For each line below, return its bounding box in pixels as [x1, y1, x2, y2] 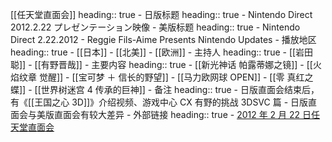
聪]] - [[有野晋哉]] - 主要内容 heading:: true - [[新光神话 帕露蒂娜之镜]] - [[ [10, 59, 313, 70]
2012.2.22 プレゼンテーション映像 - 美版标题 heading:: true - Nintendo [10, 21, 301, 33]
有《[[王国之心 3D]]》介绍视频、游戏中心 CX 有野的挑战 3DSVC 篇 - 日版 [10, 96, 309, 108]
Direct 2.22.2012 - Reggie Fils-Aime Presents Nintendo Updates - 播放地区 [10, 34, 317, 45]
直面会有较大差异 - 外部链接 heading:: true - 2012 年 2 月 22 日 [53, 109, 312, 120]
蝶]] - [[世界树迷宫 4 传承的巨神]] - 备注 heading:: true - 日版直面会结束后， [10, 84, 320, 95]
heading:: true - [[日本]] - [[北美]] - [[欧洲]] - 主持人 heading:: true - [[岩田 [10, 46, 314, 58]
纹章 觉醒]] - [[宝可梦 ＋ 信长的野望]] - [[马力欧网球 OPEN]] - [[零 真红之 [18, 71, 314, 83]
